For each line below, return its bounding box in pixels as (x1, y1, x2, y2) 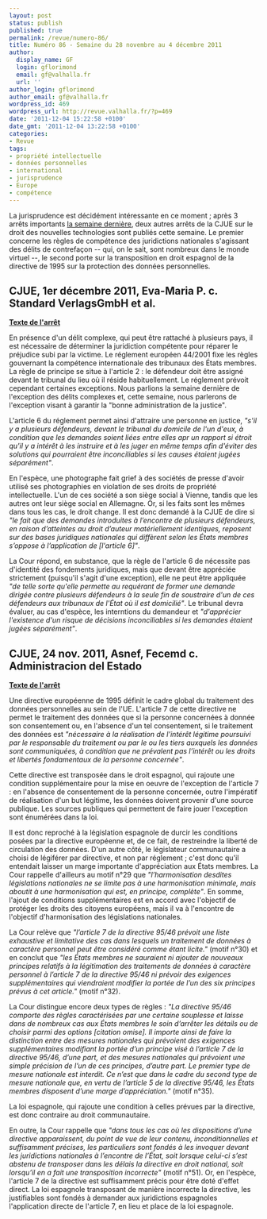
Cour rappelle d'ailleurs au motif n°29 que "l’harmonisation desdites (9, 870, 232, 880)
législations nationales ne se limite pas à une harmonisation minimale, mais (9, 878, 257, 888)
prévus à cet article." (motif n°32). (9, 986, 121, 997)
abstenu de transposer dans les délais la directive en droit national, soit (9, 1159, 244, 1169)
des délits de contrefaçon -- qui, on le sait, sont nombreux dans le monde (9, 244, 250, 254)
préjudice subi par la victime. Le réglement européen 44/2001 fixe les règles (9, 350, 258, 360)
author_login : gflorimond (9, 85, 94, 94)
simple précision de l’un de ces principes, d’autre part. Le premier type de (9, 1061, 250, 1070)
